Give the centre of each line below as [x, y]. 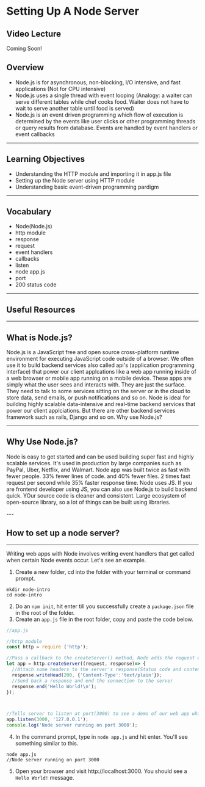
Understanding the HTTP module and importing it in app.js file [93, 174]
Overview [25, 67]
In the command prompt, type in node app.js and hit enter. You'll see [101, 737]
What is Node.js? [39, 337]
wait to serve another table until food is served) [74, 108]
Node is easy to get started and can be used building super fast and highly [100, 457]
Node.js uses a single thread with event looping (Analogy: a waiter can [104, 95]
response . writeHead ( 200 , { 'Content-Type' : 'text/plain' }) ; [87, 675]
